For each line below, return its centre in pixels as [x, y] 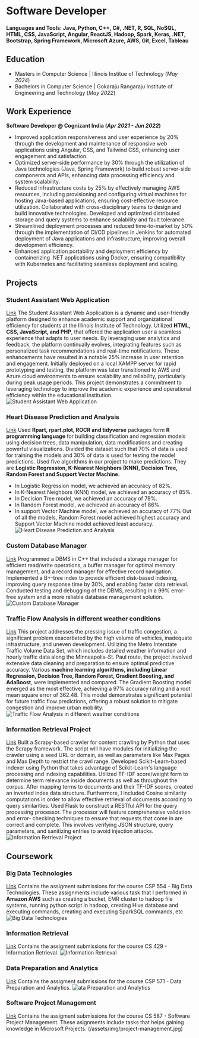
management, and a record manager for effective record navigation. [89, 571]
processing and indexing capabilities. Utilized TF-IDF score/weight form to [97, 774]
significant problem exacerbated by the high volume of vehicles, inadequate [99, 638]
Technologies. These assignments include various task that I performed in [97, 892]
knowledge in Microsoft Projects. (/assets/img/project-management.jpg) [94, 1028]
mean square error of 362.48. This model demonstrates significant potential [99, 695]
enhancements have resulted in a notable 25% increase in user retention [95, 357]
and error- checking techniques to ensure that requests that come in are [94, 818]
